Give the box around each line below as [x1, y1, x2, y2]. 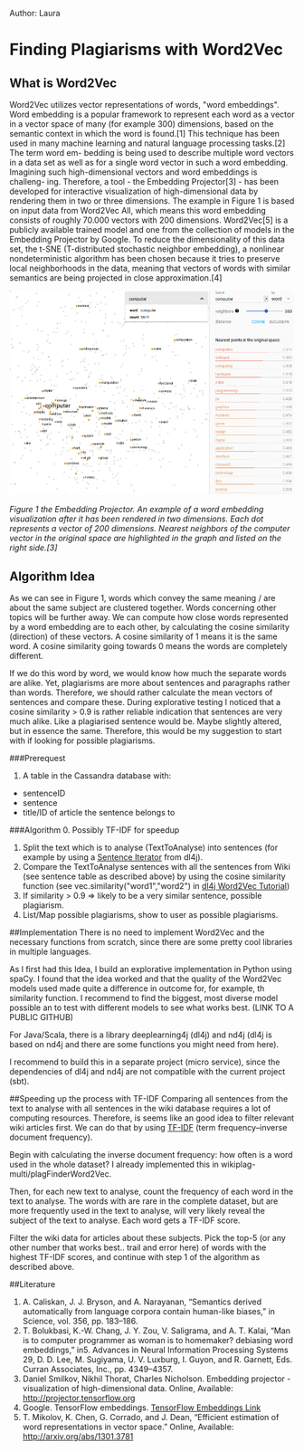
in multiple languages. [9, 946, 92, 958]
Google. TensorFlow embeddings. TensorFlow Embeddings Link [22, 1402, 261, 1413]
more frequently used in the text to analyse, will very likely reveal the [9, 1206, 265, 1217]
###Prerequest [9, 753, 66, 764]
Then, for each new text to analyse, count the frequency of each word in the [9, 1186, 294, 1198]
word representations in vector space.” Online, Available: [22, 1421, 234, 1433]
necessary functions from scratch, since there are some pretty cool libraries [9, 937, 293, 948]
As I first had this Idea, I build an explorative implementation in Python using [9, 964, 292, 975]
